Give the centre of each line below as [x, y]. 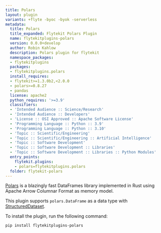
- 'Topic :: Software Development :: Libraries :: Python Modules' [83, 152]
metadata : [16, 24]
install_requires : [30, 76]
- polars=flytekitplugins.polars [50, 166]
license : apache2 [28, 95]
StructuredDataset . [25, 206]
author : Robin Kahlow [33, 48]
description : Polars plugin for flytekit [55, 53]
